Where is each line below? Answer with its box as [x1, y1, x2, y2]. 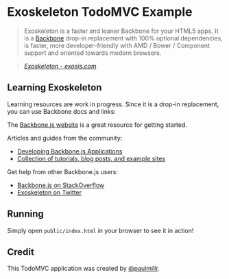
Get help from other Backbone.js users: [7, 167, 119, 175]
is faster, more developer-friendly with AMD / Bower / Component [23, 41, 210, 49]
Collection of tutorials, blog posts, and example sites [16, 154, 166, 162]
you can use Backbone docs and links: [7, 107, 117, 115]
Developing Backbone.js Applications [16, 147, 123, 155]
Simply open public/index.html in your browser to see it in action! [7, 226, 194, 234]
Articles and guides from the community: [7, 134, 123, 142]
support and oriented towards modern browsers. [23, 49, 162, 57]
